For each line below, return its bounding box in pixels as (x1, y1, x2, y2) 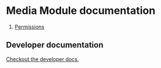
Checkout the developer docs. (6, 55, 79, 62)
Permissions (14, 23, 45, 30)
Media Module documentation (6, 4, 156, 17)
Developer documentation (6, 40, 104, 50)
